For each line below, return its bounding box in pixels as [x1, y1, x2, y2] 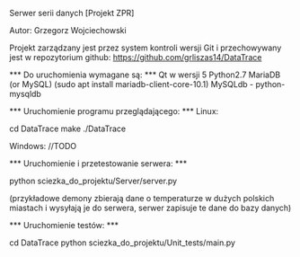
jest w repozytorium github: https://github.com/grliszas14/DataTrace [9, 52, 262, 62]
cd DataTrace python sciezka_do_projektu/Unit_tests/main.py [9, 237, 236, 248]
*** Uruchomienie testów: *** [9, 220, 119, 230]
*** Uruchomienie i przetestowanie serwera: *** [9, 158, 188, 169]
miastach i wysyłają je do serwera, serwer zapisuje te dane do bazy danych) [9, 202, 292, 213]
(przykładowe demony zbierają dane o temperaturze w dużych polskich [9, 193, 275, 203]
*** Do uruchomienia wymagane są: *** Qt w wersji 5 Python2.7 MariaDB [9, 69, 281, 80]
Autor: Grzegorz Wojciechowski [9, 25, 128, 35]
